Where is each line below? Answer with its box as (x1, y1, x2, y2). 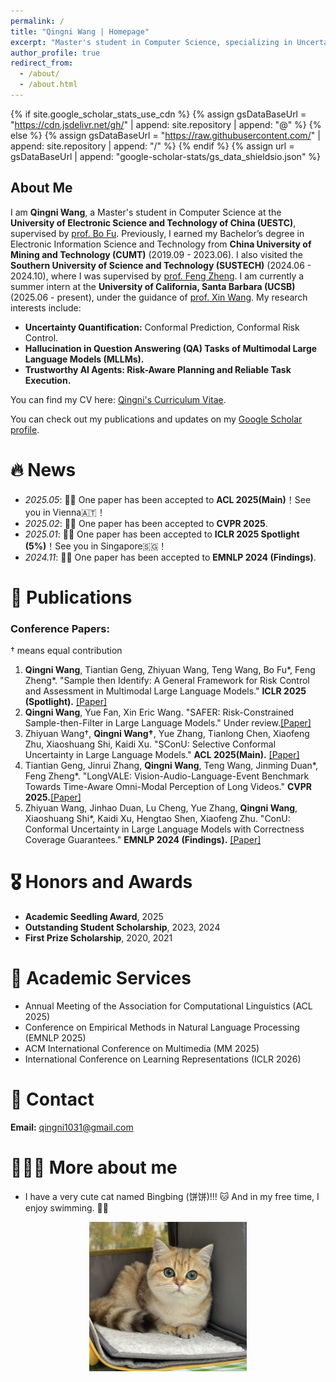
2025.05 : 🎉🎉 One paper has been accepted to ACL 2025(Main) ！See (24, 493, 312, 505)
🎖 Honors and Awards (10, 871, 193, 894)
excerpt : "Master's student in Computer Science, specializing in (10, 37, 293, 47)
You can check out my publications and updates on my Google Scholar (10, 413, 303, 425)
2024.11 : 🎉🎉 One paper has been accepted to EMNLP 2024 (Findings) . (24, 551, 317, 563)
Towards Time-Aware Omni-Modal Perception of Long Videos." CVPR (24, 781, 312, 793)
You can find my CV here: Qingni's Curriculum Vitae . (10, 393, 227, 405)
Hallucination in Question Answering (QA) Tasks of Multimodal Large (24, 342, 318, 354)
